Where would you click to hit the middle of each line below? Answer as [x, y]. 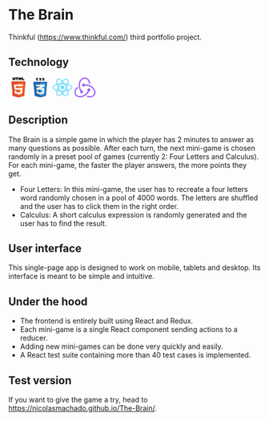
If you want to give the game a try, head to [78, 400]
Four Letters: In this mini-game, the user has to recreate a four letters [134, 189]
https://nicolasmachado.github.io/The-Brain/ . [83, 408]
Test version [40, 380]
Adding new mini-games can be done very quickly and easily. [122, 346]
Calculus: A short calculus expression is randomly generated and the [133, 215]
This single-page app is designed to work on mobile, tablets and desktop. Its [134, 268]
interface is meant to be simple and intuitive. [81, 276]
